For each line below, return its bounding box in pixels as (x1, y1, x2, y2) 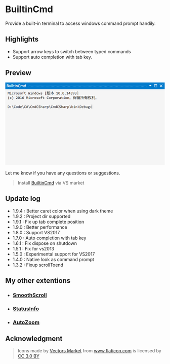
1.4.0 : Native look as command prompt (12, 256, 95, 262)
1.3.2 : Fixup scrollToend (12, 262, 63, 268)
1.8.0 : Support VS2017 (12, 229, 60, 235)
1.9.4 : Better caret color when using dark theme (12, 208, 113, 214)
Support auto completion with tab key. (12, 54, 93, 60)
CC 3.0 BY (17, 353, 39, 359)
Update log (5, 194, 40, 203)
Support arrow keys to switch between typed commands (12, 48, 131, 54)
